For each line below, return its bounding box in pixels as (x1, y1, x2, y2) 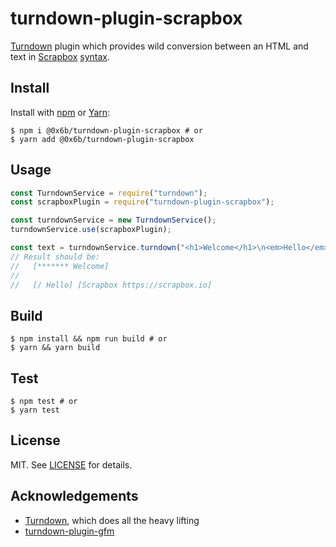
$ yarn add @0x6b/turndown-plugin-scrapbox (10, 134, 195, 144)
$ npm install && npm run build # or (10, 334, 168, 344)
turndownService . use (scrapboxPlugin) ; (10, 225, 172, 235)
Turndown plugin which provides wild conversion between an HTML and (10, 40, 309, 52)
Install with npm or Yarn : (10, 106, 111, 118)
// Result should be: (10, 252, 101, 262)
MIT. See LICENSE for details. (10, 458, 133, 471)
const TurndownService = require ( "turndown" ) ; (10, 188, 208, 198)
